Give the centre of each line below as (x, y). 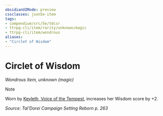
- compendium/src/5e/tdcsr (33, 23)
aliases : (14, 37)
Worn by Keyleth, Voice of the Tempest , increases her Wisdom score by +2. (82, 98)
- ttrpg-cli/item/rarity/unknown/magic (46, 28)
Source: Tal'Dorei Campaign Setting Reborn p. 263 (56, 108)
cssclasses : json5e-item (30, 14)
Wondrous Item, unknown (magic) (40, 80)
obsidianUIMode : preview (30, 10)
